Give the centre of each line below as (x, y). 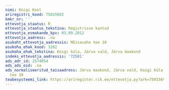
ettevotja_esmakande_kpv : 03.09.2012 (45, 33)
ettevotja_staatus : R (28, 24)
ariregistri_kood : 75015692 (35, 14)
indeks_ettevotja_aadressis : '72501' (45, 56)
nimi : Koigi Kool (23, 10)
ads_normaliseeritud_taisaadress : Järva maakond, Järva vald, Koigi (78, 70)
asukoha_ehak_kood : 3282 (31, 47)
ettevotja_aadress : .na (30, 38)
